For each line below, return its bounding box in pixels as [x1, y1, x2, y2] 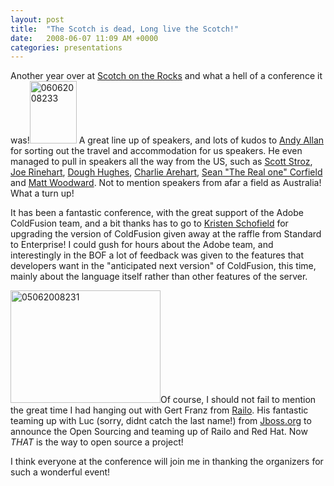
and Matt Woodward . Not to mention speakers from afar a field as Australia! [10, 177, 322, 189]
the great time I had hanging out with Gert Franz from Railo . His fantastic [10, 404, 309, 416]
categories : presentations [10, 42, 123, 53]
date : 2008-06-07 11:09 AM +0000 [10, 33, 159, 43]
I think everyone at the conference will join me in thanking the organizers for [10, 456, 324, 468]
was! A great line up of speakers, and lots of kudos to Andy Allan [10, 134, 325, 146]
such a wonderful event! [10, 466, 111, 478]
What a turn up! [10, 187, 75, 200]
